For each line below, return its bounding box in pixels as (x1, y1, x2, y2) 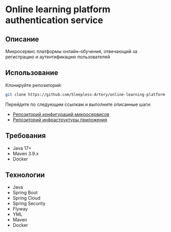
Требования (5, 131, 46, 140)
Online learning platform (5, 4, 110, 15)
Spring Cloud (12, 195, 41, 201)
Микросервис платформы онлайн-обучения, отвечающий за (5, 49, 137, 54)
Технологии (5, 170, 45, 179)
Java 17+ (12, 145, 32, 151)
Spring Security (12, 200, 46, 206)
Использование (5, 68, 59, 77)
